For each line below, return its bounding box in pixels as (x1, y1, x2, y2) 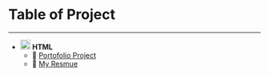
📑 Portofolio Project (31, 50, 97, 60)
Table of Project (8, 6, 116, 24)
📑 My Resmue (31, 59, 78, 68)
